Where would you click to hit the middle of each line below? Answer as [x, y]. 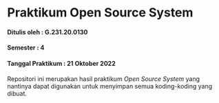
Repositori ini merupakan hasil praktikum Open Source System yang [104, 79]
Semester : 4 [26, 48]
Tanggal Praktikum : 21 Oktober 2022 [61, 63]
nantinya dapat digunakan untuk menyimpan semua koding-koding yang [110, 86]
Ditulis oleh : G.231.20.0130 [48, 32]
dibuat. [17, 93]
